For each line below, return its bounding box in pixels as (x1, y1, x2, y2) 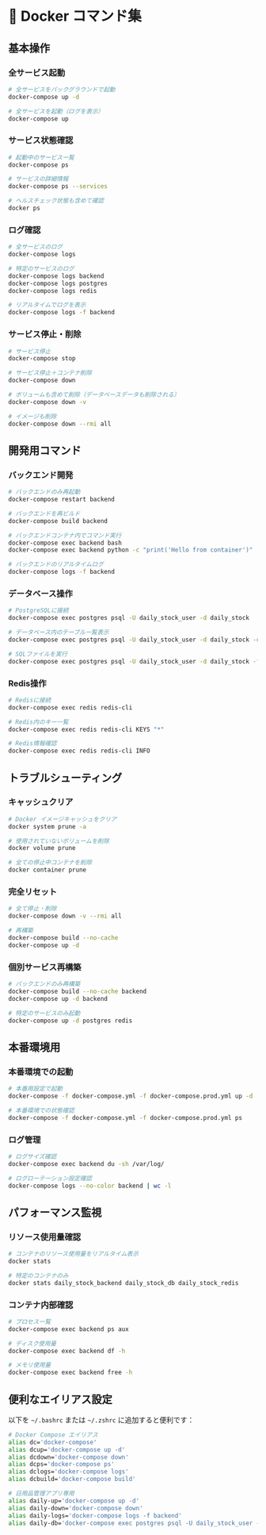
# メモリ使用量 (8, 1361, 51, 1369)
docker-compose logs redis (8, 287, 97, 294)
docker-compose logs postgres (8, 279, 108, 287)
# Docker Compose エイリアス (8, 1430, 99, 1439)
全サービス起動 (8, 67, 66, 78)
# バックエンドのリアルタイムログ (8, 560, 104, 568)
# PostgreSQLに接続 (8, 606, 69, 615)
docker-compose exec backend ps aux (8, 1325, 129, 1333)
